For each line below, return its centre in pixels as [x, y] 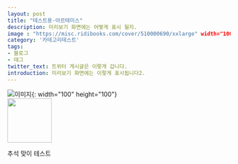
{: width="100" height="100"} [74, 94]
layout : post [27, 14]
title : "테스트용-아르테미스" [45, 20]
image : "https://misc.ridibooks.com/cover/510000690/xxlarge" [103, 34]
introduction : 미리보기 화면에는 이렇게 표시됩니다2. [76, 73]
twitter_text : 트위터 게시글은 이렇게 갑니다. [68, 66]
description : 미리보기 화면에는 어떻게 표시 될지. [72, 27]
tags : [15, 47]
